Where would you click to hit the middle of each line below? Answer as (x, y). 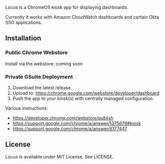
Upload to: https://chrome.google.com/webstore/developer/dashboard (86, 93)
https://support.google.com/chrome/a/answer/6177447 (70, 129)
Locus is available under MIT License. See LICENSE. (60, 156)
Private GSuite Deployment (39, 77)
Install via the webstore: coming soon (44, 64)
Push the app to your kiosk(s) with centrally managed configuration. (83, 98)
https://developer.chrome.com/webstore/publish (63, 118)
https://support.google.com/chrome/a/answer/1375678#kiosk (77, 123)
